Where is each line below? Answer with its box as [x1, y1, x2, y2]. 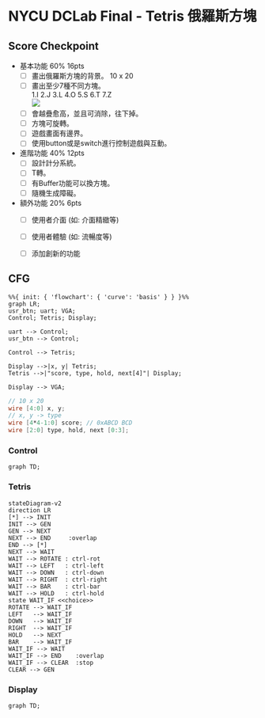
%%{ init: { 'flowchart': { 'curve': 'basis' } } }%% [8, 293, 190, 301]
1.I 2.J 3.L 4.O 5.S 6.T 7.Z [31, 90, 112, 100]
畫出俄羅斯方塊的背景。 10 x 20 [31, 71, 134, 80]
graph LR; [8, 300, 41, 308]
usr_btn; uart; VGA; [8, 306, 77, 315]
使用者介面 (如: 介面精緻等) [31, 215, 119, 224]
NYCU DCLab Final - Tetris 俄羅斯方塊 [8, 7, 257, 25]
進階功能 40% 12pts [19, 148, 85, 158]
